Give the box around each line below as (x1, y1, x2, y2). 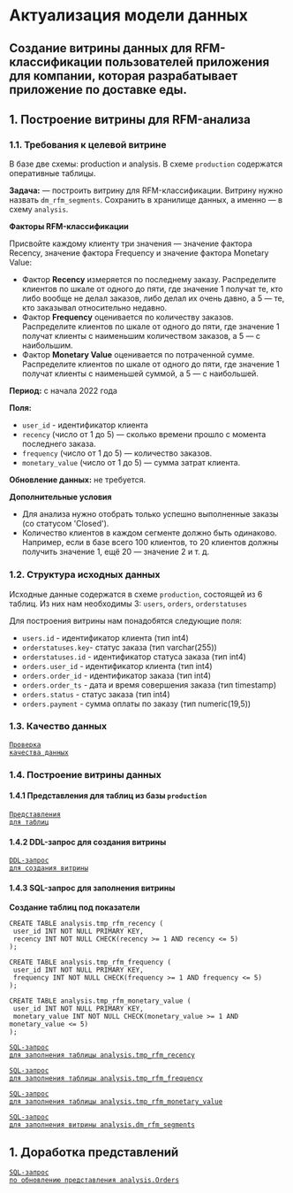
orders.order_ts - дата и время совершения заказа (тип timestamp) (21, 679, 277, 690)
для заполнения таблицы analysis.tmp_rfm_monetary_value (9, 1097, 223, 1106)
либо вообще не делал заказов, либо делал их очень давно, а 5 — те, (21, 293, 285, 304)
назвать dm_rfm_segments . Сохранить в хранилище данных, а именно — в (9, 195, 283, 205)
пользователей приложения (104, 54, 270, 69)
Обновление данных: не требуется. (9, 474, 146, 485)
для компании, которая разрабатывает (9, 68, 238, 83)
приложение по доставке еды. (9, 81, 187, 97)
